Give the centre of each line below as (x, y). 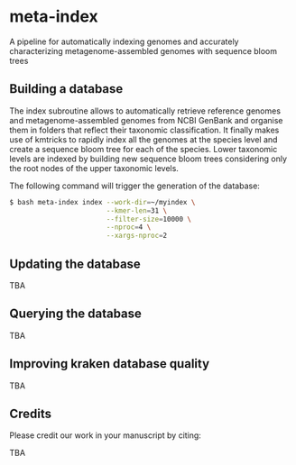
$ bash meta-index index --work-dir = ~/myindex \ (102, 202)
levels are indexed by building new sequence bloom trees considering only (148, 159)
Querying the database (76, 314)
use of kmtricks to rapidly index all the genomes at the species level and (143, 139)
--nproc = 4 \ (129, 227)
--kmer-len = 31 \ (137, 210)
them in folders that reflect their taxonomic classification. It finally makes (144, 130)
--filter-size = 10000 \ (149, 219)
